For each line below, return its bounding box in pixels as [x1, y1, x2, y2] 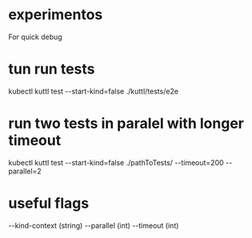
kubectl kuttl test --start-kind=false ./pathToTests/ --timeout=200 [8, 157, 224, 167]
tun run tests [8, 60, 95, 78]
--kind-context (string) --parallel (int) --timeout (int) [8, 220, 179, 230]
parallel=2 [8, 166, 42, 176]
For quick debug [8, 32, 62, 42]
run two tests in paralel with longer [8, 114, 244, 133]
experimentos [8, 6, 103, 24]
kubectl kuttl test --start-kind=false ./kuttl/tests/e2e [8, 86, 178, 96]
